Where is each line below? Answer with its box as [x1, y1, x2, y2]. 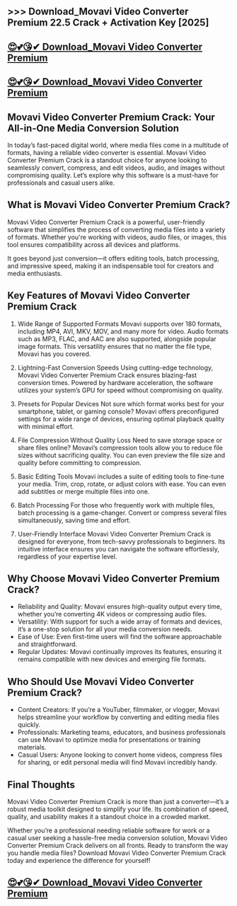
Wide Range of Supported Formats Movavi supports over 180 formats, [17, 319, 222, 328]
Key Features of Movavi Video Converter [7, 289, 190, 302]
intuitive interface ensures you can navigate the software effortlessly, [17, 544, 220, 553]
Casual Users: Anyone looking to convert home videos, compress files [17, 750, 223, 759]
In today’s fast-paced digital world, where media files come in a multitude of [7, 141, 229, 149]
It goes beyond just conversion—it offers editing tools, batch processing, [7, 254, 219, 263]
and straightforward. [17, 640, 78, 648]
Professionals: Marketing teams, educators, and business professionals [17, 728, 226, 737]
